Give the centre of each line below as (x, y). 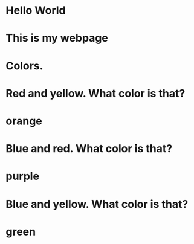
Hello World (36, 11)
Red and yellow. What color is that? (95, 93)
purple (23, 176)
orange (24, 121)
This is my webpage (57, 38)
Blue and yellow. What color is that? (97, 204)
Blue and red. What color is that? (89, 149)
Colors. (24, 66)
